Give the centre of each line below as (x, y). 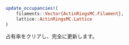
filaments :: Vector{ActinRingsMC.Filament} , (70, 14)
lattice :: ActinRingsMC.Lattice (54, 19)
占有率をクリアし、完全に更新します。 (52, 36)
